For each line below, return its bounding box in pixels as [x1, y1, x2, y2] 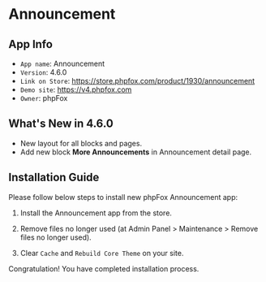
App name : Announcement [19, 59, 105, 68]
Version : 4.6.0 [19, 67, 67, 77]
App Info [8, 37, 53, 51]
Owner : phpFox [19, 93, 68, 102]
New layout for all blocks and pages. [19, 138, 143, 148]
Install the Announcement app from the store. [19, 208, 173, 218]
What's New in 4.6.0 [8, 117, 114, 131]
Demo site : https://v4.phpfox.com [19, 85, 132, 94]
